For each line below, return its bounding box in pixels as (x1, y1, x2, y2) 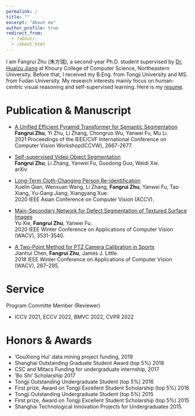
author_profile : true (6, 25, 59, 31)
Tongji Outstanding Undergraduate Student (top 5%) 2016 (14, 378, 154, 385)
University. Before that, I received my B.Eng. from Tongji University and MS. (6, 71, 188, 78)
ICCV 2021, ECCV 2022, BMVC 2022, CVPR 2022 (14, 313, 134, 320)
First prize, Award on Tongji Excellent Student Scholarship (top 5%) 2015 (14, 397, 190, 404)
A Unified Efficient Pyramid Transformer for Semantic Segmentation (14, 123, 178, 130)
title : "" (6, 14, 30, 20)
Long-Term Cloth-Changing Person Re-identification (14, 177, 141, 184)
